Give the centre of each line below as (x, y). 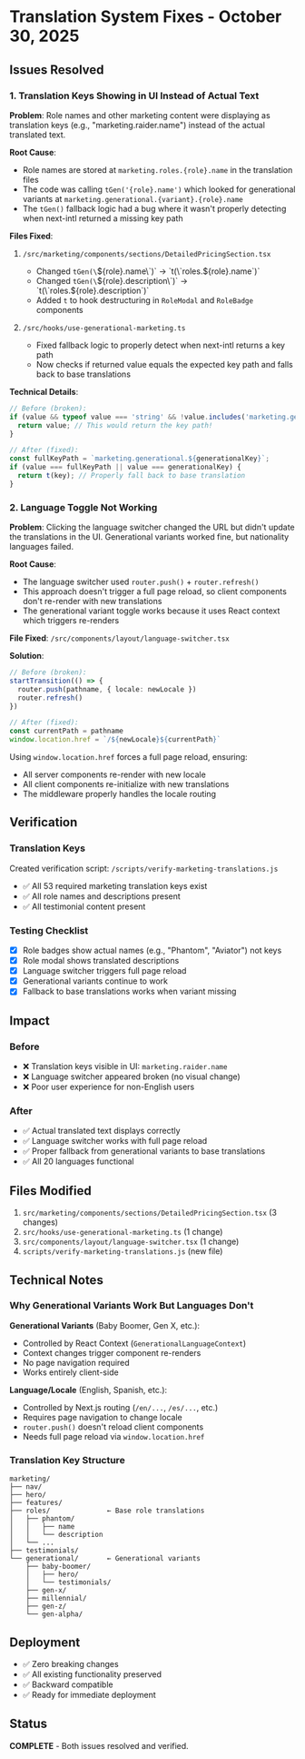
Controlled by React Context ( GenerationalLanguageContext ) (134, 1343)
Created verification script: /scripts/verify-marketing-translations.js (144, 868)
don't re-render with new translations (92, 601)
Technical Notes (57, 1280)
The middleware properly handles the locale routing (119, 794)
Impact (30, 1021)
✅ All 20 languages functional (78, 1161)
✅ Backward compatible (68, 1684)
